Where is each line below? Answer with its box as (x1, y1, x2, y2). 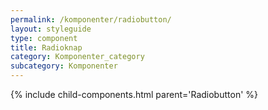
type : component (10, 33, 78, 43)
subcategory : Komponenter (10, 61, 118, 71)
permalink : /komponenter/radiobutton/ (10, 14, 172, 25)
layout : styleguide (10, 24, 92, 34)
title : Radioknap (10, 42, 83, 53)
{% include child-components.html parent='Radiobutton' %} (10, 89, 258, 100)
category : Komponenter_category (10, 52, 145, 62)
